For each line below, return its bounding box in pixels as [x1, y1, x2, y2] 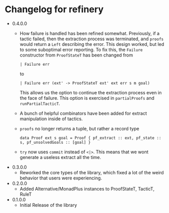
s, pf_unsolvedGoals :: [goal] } [19, 140, 91, 145]
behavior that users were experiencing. [19, 175, 102, 181]
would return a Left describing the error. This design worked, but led [19, 41, 164, 47]
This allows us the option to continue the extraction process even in [19, 89, 162, 95]
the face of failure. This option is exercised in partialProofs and [19, 95, 155, 101]
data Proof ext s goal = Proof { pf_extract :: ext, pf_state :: [19, 135, 161, 141]
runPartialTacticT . [19, 100, 61, 107]
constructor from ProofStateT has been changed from [19, 52, 133, 58]
